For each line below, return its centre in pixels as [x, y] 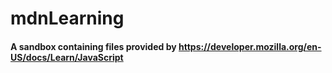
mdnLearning [67, 18]
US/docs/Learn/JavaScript [67, 57]
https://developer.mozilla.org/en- [250, 46]
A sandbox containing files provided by [93, 46]
